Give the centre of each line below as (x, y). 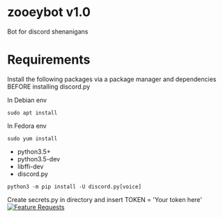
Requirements (49, 60)
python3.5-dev (39, 159)
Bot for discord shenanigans (48, 31)
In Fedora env (27, 126)
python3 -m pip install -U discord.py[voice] (74, 187)
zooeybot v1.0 (49, 12)
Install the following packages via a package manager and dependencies (112, 79)
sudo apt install (32, 112)
